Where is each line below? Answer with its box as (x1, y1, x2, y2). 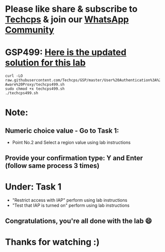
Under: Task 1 (5, 181, 62, 192)
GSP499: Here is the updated (5, 47, 127, 58)
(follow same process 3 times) (5, 161, 100, 170)
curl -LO (5, 74, 23, 79)
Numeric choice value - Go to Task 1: (5, 126, 119, 135)
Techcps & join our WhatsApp (5, 14, 129, 25)
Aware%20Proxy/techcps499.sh (5, 82, 65, 87)
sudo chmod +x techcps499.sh (5, 86, 65, 91)
